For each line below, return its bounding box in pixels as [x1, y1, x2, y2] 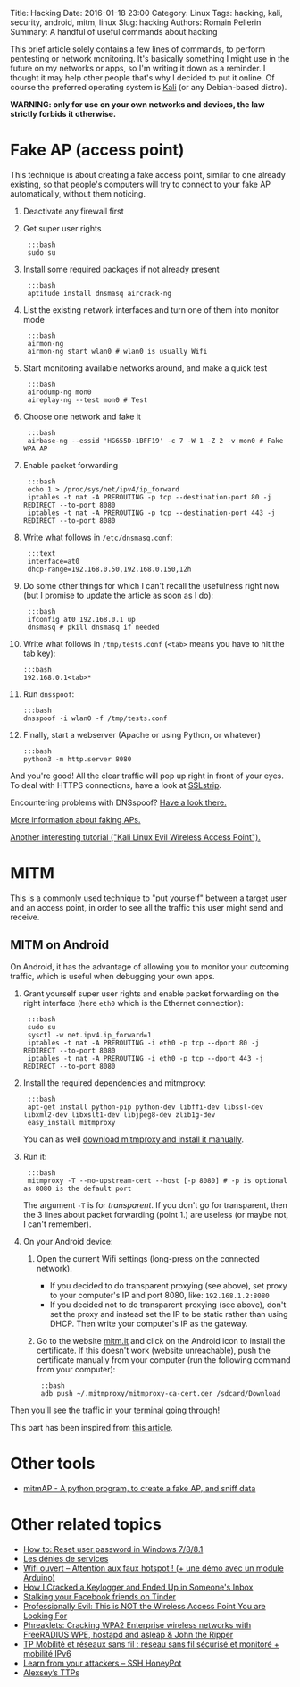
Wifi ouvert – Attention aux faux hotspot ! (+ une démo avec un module [22, 1563, 284, 1574]
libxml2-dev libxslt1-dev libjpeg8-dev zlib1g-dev [22, 1110, 216, 1120]
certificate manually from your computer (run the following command [36, 1354, 291, 1365]
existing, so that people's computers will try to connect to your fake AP [10, 179, 271, 189]
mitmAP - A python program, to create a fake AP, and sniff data [22, 1482, 256, 1493]
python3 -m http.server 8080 [22, 754, 132, 763]
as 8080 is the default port [22, 1184, 132, 1193]
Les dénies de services [22, 1553, 109, 1564]
